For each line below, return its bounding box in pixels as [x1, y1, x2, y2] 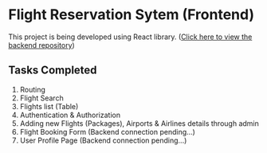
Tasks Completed [8, 64, 97, 77]
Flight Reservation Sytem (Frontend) [8, 6, 255, 24]
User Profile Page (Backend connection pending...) [19, 135, 187, 145]
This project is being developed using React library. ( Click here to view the [8, 32, 253, 41]
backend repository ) [8, 40, 76, 49]
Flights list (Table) [19, 101, 79, 111]
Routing [19, 84, 46, 94]
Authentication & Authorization [19, 110, 121, 120]
